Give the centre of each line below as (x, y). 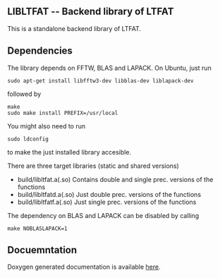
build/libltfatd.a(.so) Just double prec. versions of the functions (109, 194)
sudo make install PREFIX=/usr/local (63, 113)
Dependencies (40, 51)
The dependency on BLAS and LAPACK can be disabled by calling (103, 215)
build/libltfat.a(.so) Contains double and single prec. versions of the (115, 179)
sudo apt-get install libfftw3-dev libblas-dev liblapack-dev (100, 80)
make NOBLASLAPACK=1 (38, 229)
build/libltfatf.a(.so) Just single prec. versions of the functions (107, 202)
